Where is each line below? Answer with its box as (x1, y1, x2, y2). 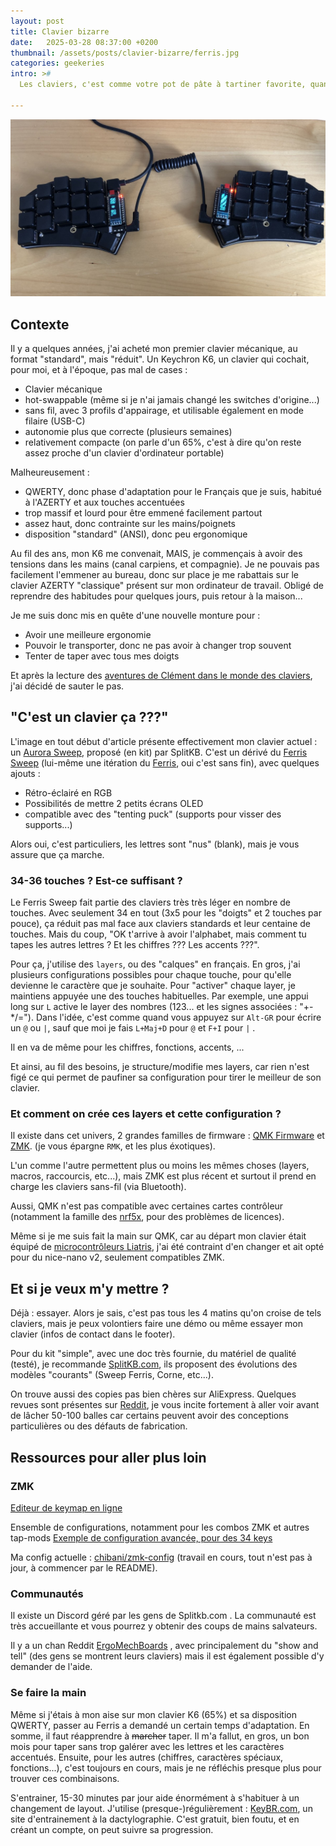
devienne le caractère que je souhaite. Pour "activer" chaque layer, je (10, 980, 296, 992)
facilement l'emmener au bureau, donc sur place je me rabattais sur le (10, 569, 299, 581)
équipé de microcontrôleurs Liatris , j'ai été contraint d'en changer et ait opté (10, 1241, 325, 1253)
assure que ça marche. (10, 848, 105, 860)
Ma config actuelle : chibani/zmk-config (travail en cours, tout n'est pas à (10, 1551, 313, 1563)
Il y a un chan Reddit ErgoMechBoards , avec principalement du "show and (10, 1640, 319, 1652)
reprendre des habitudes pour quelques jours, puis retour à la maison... (10, 590, 303, 602)
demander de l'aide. (10, 1661, 93, 1673)
